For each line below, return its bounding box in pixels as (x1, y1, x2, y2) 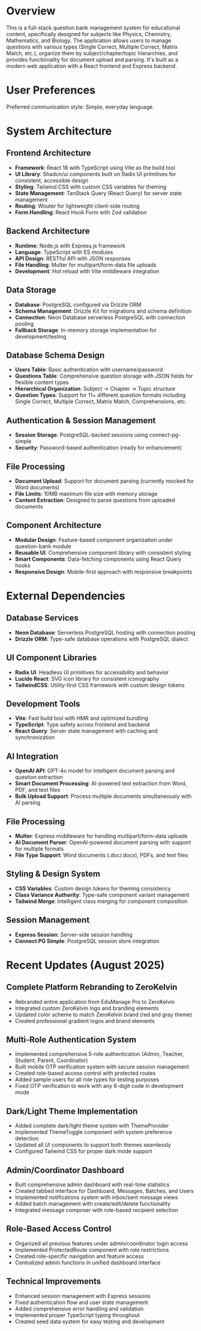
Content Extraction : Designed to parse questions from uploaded (14, 496, 175, 504)
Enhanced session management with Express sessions (14, 1292, 151, 1299)
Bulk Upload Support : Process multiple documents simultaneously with (14, 792, 192, 800)
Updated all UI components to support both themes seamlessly (14, 1141, 172, 1148)
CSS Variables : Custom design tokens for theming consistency (14, 884, 171, 892)
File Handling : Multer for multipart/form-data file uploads (14, 261, 157, 268)
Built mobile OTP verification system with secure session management (14, 1063, 190, 1070)
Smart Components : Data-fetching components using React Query (14, 555, 182, 563)
